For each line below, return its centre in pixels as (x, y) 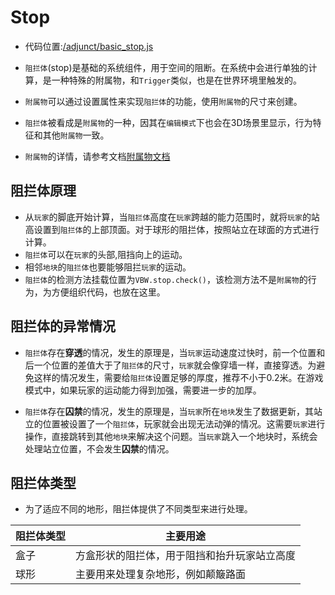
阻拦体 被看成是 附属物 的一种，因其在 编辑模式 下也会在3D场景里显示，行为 (168, 122)
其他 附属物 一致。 (76, 135)
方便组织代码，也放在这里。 (108, 292)
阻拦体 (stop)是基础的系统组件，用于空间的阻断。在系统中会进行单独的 (166, 67)
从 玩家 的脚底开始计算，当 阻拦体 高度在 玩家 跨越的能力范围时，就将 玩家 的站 (172, 217)
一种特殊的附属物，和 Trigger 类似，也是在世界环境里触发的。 (176, 80)
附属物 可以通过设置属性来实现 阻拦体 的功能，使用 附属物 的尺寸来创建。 (163, 101)
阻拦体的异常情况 (63, 326)
